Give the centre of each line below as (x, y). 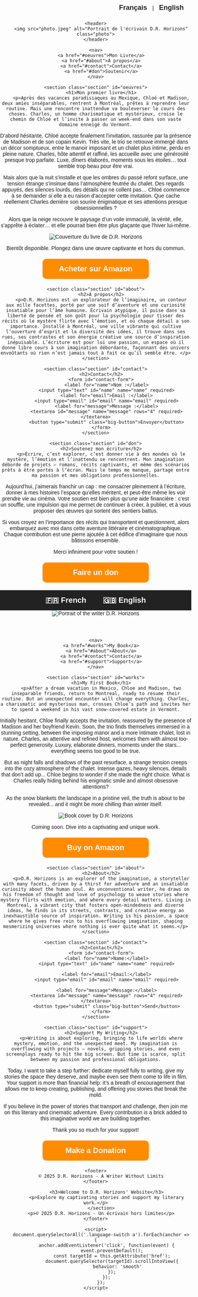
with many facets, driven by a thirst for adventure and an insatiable (96, 884)
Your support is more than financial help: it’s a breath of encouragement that (96, 1083)
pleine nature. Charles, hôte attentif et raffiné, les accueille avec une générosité (96, 154)
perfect (19, 745)
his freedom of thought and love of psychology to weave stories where (96, 894)
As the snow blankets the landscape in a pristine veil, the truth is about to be (96, 798)
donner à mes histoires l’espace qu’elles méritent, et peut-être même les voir (96, 493)
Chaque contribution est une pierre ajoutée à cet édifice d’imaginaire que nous (96, 534)
